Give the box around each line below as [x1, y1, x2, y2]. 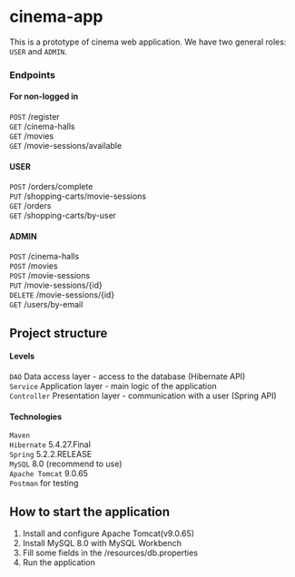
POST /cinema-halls [9, 251, 80, 262]
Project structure [9, 325, 108, 341]
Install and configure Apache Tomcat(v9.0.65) [22, 528, 195, 539]
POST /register [9, 112, 61, 122]
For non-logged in [9, 91, 79, 102]
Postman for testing [9, 478, 79, 489]
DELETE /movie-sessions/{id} [9, 289, 115, 300]
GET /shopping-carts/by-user [9, 210, 116, 221]
